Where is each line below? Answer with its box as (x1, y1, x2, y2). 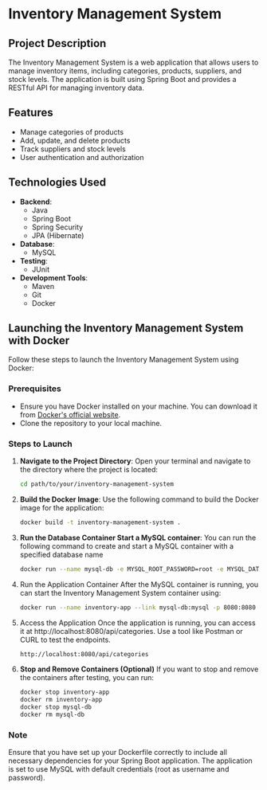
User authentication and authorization (19, 152, 145, 162)
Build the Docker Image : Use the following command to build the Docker (19, 495, 259, 504)
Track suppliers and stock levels (19, 144, 126, 154)
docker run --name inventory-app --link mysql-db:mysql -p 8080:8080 (19, 603, 257, 612)
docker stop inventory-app (19, 688, 110, 697)
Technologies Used (8, 176, 106, 190)
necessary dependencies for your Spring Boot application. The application (8, 756, 253, 765)
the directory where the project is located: (19, 465, 158, 475)
